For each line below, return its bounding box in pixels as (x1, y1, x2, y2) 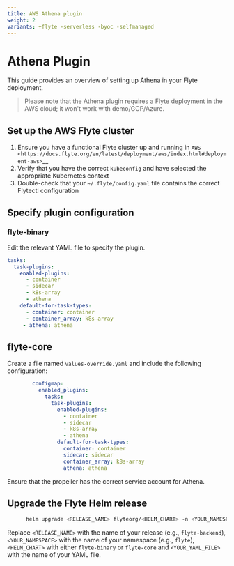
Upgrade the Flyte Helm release (7, 497, 148, 509)
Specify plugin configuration (7, 206, 134, 218)
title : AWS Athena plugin (7, 10, 82, 17)
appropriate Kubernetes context (17, 171, 109, 180)
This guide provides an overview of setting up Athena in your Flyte (7, 76, 198, 84)
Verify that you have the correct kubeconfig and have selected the (17, 165, 207, 173)
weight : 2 (7, 17, 36, 24)
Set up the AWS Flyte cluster (7, 125, 134, 137)
